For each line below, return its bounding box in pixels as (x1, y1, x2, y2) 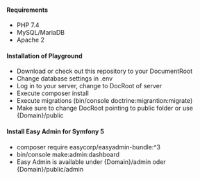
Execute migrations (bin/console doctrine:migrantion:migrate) (16, 97, 193, 105)
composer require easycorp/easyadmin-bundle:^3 (16, 142, 161, 151)
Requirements (6, 6, 49, 14)
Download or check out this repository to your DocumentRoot (16, 67, 193, 76)
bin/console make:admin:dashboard (16, 150, 119, 158)
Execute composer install (16, 89, 90, 97)
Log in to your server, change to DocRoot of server (16, 82, 162, 90)
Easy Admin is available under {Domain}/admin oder (16, 157, 166, 166)
